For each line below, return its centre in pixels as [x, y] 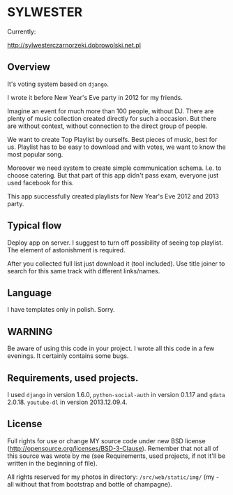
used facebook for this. [41, 182]
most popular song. [35, 154]
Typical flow [35, 225]
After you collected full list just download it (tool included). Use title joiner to [116, 264]
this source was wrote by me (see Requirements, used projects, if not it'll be [116, 456]
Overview [29, 67]
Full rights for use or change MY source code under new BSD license [106, 440]
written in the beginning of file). [52, 463]
